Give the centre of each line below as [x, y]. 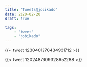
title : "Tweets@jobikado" [31, 9]
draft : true [17, 18]
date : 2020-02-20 [23, 14]
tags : [11, 27]
